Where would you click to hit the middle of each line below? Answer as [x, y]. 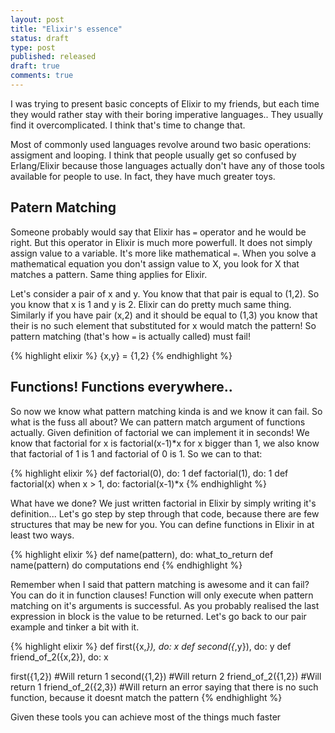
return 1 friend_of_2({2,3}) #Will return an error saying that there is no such [164, 687]
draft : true [35, 66]
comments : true [42, 76]
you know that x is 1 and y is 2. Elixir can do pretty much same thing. [151, 304]
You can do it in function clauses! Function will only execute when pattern [162, 595]
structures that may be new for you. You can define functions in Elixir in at [162, 524]
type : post [33, 47]
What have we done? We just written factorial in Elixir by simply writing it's [163, 503]
